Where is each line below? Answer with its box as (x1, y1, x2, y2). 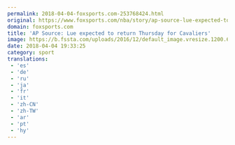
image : (7, 36, 27, 43)
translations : (7, 56, 49, 63)
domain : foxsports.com (7, 23, 73, 30)
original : (7, 17, 36, 24)
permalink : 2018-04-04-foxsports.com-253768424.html (7, 10, 164, 17)
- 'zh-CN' (10, 101, 39, 108)
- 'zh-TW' (10, 107, 39, 114)
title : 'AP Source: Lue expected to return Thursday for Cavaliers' (7, 29, 211, 37)
